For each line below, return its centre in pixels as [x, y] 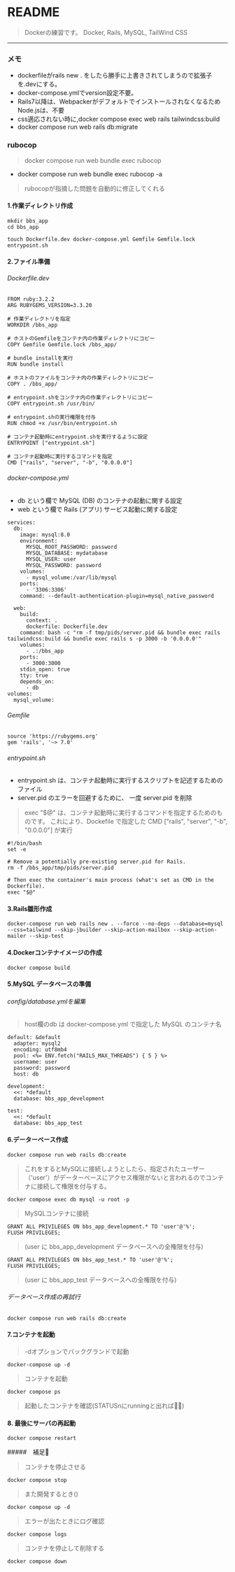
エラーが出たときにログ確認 [64, 1521]
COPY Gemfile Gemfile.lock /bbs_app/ [62, 344]
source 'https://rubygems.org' [53, 736]
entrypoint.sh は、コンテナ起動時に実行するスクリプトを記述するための [120, 780]
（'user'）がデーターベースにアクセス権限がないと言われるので [115, 1177]
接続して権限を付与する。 [73, 1186]
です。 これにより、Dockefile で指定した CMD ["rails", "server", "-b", [129, 822]
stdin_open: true [45, 669]
